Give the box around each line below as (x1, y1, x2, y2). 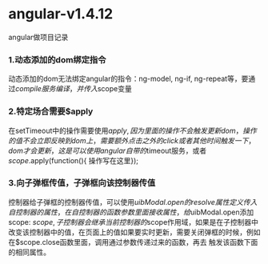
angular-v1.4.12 (8, 5, 114, 23)
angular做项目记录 (8, 32, 69, 42)
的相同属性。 (8, 247, 50, 257)
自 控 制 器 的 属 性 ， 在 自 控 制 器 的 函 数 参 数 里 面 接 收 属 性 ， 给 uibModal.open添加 (8, 207, 254, 217)
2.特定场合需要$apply (8, 106, 94, 117)
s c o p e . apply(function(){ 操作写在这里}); (8, 155, 138, 165)
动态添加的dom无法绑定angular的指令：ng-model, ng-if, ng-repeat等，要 (8, 74, 249, 84)
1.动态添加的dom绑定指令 (8, 54, 106, 65)
